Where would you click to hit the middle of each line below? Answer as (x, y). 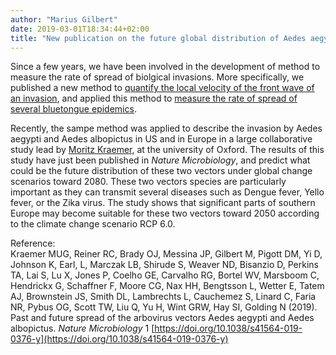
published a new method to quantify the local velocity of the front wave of (162, 88)
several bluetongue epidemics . (73, 109)
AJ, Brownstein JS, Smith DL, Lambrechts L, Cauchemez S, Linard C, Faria (163, 297)
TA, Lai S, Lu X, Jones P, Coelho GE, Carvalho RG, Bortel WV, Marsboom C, (165, 275)
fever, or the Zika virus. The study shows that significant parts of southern (163, 203)
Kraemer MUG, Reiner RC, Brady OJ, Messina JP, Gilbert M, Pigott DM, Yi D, (166, 254)
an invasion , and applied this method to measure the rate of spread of (154, 98)
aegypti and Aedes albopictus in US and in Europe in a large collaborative (161, 139)
